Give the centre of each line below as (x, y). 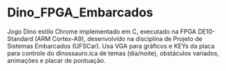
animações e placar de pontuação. (56, 60)
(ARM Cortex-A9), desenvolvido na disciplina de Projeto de (118, 38)
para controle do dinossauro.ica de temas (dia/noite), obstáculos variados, (113, 53)
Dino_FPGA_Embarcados (80, 13)
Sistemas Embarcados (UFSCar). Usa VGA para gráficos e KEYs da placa (111, 46)
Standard (20, 38)
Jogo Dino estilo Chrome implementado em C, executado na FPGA (102, 31)
